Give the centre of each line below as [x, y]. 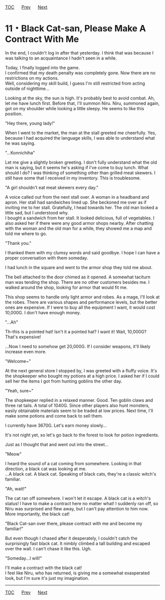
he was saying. [20, 143]
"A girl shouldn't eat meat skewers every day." [52, 187]
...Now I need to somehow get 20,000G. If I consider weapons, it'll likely [78, 346]
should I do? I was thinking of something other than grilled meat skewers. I [80, 173]
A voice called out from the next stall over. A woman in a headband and [77, 197]
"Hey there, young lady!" [30, 123]
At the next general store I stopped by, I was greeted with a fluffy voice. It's [81, 370]
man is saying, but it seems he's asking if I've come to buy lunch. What [77, 167]
